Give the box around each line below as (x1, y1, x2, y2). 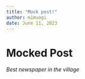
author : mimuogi (6, 14, 47, 21)
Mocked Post (6, 46, 73, 60)
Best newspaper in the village (6, 66, 80, 73)
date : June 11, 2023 (6, 20, 58, 26)
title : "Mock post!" (6, 8, 58, 15)
